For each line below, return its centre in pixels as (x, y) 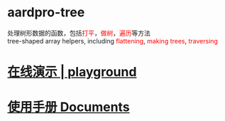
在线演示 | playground (72, 72)
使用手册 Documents (68, 107)
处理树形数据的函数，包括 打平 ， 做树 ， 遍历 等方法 (79, 33)
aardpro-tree (46, 12)
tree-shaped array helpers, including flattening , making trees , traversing (113, 41)
